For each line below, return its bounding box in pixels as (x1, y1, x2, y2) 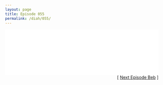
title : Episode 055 (5, 12, 45, 16)
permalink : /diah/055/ (5, 16, 51, 21)
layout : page (5, 7, 32, 12)
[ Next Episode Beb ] (117, 74, 159, 80)
